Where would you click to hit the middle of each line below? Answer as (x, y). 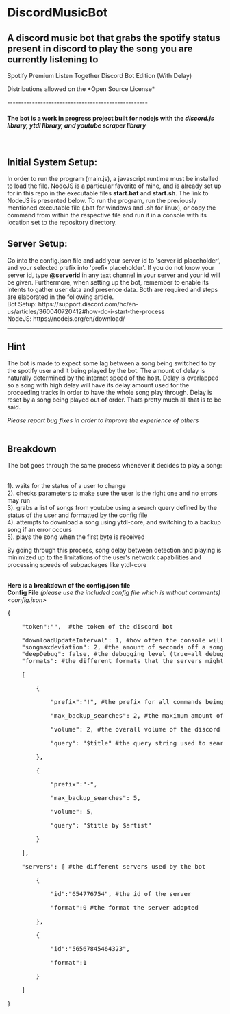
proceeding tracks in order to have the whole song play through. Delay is (110, 392)
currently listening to (53, 59)
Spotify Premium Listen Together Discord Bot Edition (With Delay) (100, 76)
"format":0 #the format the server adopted (124, 908)
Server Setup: (37, 244)
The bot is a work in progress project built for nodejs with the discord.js (111, 118)
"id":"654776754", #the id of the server (121, 894)
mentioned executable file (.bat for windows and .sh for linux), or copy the (112, 208)
